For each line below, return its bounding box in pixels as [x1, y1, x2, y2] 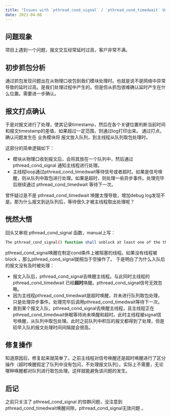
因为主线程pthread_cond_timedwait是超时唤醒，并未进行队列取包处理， [12, 292, 163, 299]
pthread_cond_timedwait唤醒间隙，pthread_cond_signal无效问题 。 [5, 405, 146, 411]
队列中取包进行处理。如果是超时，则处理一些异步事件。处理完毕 [30, 175, 164, 181]
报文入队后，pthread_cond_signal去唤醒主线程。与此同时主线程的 [12, 273, 150, 279]
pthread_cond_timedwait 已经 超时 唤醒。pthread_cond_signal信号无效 [12, 279, 158, 286]
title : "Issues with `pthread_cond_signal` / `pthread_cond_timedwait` [5, 7, 160, 13]
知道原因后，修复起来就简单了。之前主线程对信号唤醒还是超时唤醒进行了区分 [5, 355, 166, 361]
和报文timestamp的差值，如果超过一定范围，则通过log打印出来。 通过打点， [5, 128, 164, 134]
